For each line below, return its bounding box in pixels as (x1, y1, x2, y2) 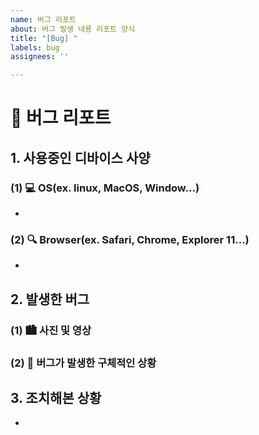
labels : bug (10, 42, 60, 53)
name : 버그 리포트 (10, 14, 77, 25)
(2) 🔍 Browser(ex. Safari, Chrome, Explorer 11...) (10, 232, 250, 246)
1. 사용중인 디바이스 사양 (10, 149, 151, 166)
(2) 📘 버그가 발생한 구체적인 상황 (10, 356, 157, 370)
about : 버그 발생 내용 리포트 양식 (10, 24, 136, 34)
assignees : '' (10, 52, 70, 62)
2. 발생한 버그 (10, 291, 90, 308)
